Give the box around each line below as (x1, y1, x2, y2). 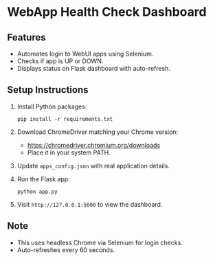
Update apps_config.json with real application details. (16, 161, 170, 170)
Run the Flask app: (16, 174, 70, 183)
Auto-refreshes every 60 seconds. (16, 245, 115, 254)
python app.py (16, 188, 58, 195)
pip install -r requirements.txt (16, 115, 113, 122)
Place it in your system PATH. (27, 148, 111, 157)
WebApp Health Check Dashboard (7, 4, 207, 20)
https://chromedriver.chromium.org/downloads (27, 141, 160, 149)
